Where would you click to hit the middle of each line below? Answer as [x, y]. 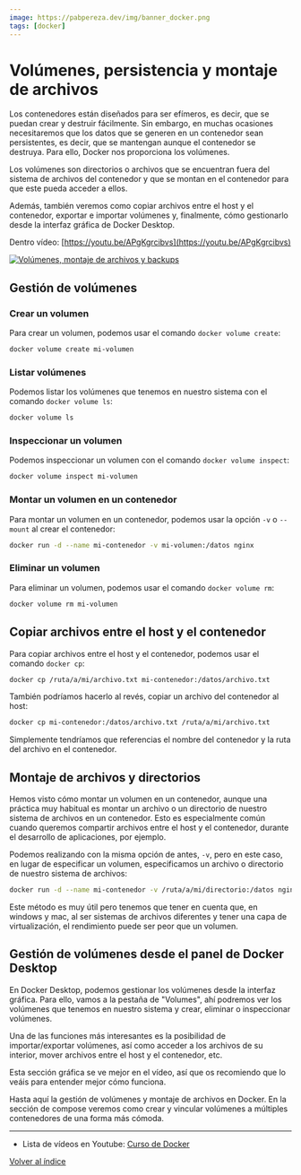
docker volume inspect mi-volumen [74, 477]
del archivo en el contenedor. [63, 749]
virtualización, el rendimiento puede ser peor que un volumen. [124, 926]
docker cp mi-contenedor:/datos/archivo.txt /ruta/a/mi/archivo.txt [140, 722]
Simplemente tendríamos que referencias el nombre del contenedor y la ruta [150, 739]
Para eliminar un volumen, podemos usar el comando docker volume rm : [142, 587]
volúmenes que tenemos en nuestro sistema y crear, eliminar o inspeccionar [150, 1008]
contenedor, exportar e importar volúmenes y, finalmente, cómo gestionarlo [149, 215]
